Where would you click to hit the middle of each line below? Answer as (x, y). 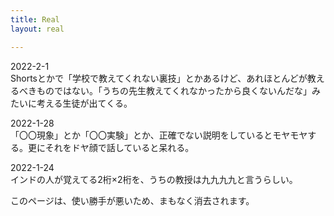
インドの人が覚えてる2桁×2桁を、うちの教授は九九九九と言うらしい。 (154, 179)
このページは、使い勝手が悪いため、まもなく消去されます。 (132, 200)
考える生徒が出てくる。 (84, 103)
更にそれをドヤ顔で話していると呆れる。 (111, 147)
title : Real (35, 19)
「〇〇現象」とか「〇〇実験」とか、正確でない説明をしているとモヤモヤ (159, 135)
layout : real (37, 29)
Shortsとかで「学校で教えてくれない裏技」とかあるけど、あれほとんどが (159, 78)
